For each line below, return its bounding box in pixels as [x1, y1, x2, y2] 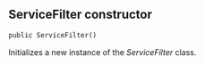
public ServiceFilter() [8, 30, 98, 39]
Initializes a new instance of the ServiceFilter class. [8, 46, 197, 57]
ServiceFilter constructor [8, 7, 153, 22]
